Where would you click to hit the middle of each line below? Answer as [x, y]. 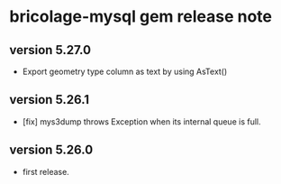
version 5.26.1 [50, 100]
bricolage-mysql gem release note [141, 17]
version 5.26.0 [51, 150]
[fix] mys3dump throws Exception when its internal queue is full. [141, 121]
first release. [45, 171]
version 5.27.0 [50, 50]
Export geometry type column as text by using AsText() [125, 71]
